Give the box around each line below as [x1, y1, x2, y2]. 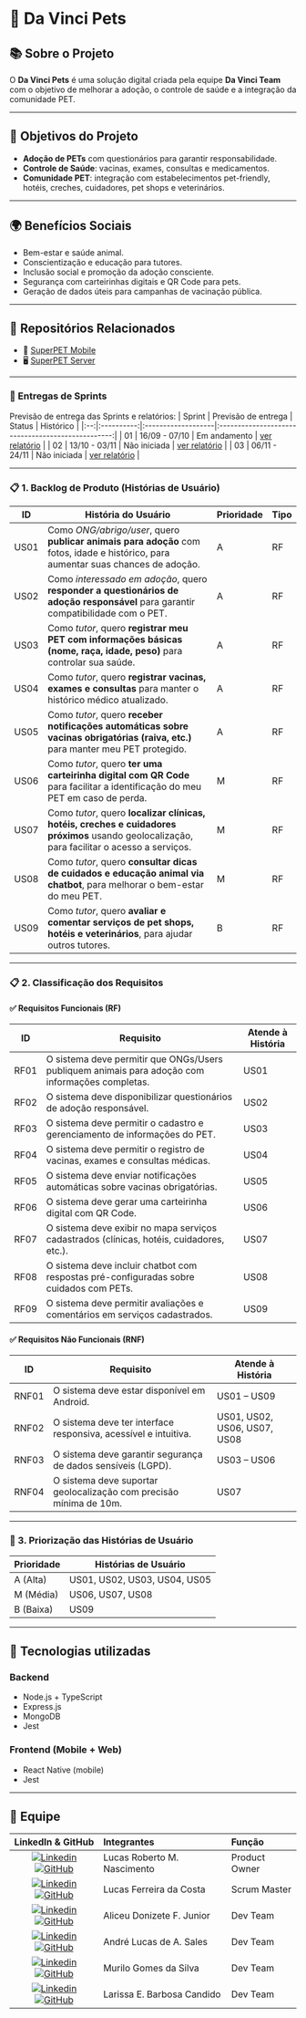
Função [230, 1836, 264, 1848]
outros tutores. [46, 939, 111, 952]
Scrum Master [230, 1883, 291, 1896]
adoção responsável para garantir [46, 596, 196, 609]
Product [230, 1851, 266, 1864]
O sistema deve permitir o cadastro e [46, 1117, 204, 1129]
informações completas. [46, 1076, 150, 1088]
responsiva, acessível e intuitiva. [53, 1428, 191, 1441]
